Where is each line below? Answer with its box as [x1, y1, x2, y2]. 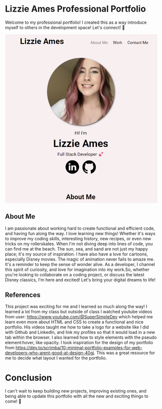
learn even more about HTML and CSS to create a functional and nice [5, 319, 144, 325]
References [5, 291, 41, 299]
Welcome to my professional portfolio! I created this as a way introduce [5, 19, 147, 25]
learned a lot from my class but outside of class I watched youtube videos [5, 309, 152, 315]
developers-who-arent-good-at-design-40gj [5, 350, 94, 356]
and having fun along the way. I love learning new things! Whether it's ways [5, 230, 156, 236]
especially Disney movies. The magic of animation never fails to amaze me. [5, 256, 155, 262]
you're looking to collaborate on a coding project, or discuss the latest [5, 271, 145, 277]
